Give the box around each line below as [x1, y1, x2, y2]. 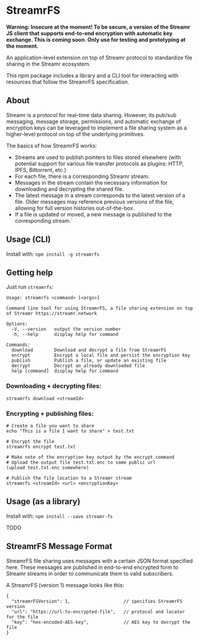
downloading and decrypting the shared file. [14, 185, 124, 192]
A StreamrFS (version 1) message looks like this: [6, 581, 125, 588]
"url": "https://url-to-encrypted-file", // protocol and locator [11, 609, 185, 615]
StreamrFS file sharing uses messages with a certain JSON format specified [6, 557, 193, 565]
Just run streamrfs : [6, 283, 54, 290]
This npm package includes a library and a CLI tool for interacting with [6, 72, 179, 79]
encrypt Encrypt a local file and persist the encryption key [11, 352, 191, 358]
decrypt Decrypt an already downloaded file [11, 363, 145, 369]
